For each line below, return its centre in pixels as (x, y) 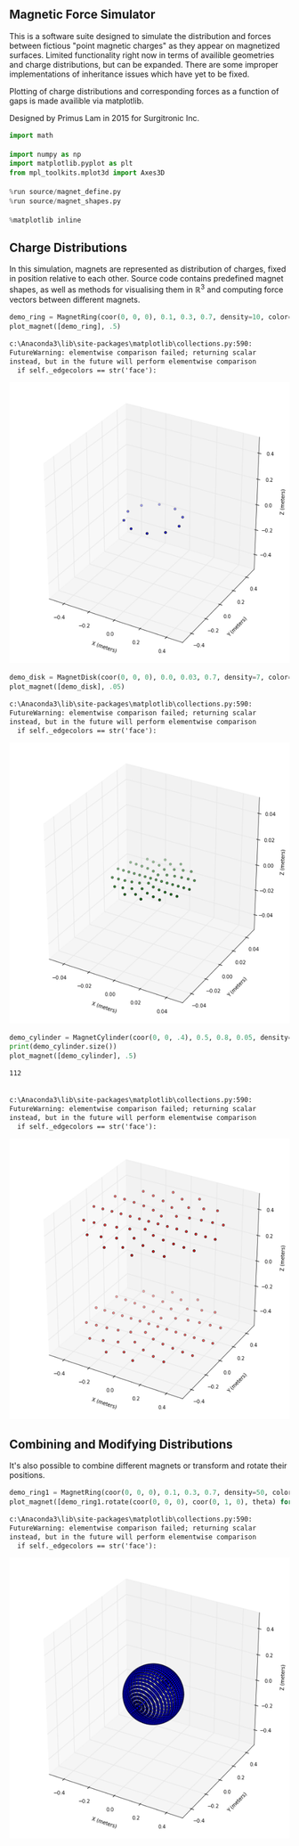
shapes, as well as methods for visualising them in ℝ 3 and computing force (146, 289)
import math (31, 135)
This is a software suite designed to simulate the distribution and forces (140, 36)
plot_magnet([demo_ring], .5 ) (65, 326)
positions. (27, 1474)
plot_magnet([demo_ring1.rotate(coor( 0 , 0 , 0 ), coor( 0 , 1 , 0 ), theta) (143, 1502)
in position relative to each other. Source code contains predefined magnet (146, 279)
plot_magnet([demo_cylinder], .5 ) (73, 1056)
